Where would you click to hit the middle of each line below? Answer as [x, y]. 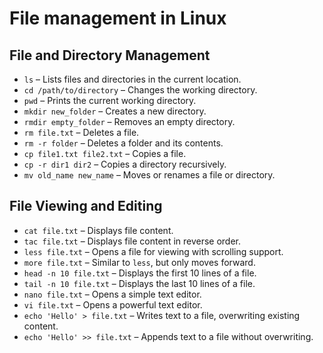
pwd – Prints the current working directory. [110, 100]
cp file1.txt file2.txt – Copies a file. [105, 153]
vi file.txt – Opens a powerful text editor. [113, 304]
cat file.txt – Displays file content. [98, 230]
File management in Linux [118, 18]
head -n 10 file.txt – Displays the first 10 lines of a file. [140, 273]
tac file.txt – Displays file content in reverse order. [132, 241]
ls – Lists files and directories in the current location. [132, 79]
